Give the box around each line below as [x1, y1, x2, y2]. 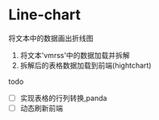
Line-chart [8, 6, 81, 24]
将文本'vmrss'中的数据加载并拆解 [19, 50, 131, 60]
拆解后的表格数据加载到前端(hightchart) [19, 60, 152, 70]
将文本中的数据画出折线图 [8, 33, 94, 43]
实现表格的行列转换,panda [19, 93, 107, 102]
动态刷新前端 [19, 103, 63, 113]
